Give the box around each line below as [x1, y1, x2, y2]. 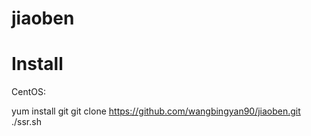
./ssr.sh [11, 116, 42, 128]
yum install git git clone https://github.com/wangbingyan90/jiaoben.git [11, 105, 301, 117]
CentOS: [11, 86, 46, 98]
